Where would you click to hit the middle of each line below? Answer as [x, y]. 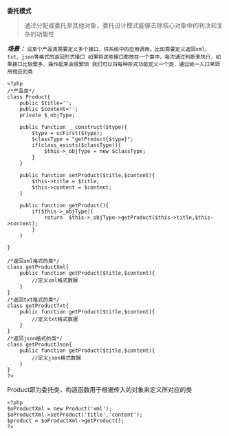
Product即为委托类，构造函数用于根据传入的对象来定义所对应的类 [100, 390]
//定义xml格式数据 [55, 280]
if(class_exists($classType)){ [77, 145]
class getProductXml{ [38, 267]
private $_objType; [47, 115]
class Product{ [29, 97]
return [53, 218]
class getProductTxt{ [38, 306]
